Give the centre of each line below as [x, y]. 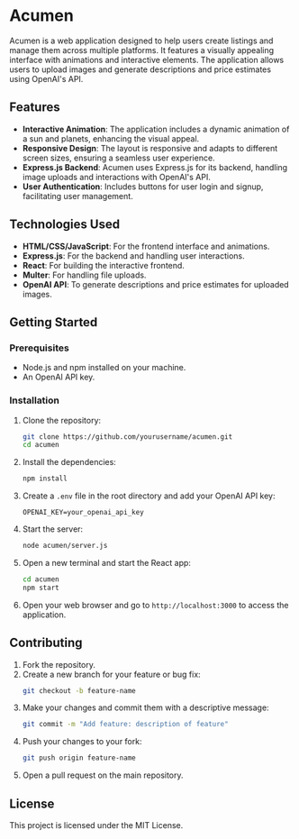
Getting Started [54, 322]
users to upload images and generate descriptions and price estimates [140, 69]
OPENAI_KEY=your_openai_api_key [83, 513]
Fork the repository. [59, 664]
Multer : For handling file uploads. [84, 275]
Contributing [46, 643]
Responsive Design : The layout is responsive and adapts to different [150, 148]
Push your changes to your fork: [82, 742]
